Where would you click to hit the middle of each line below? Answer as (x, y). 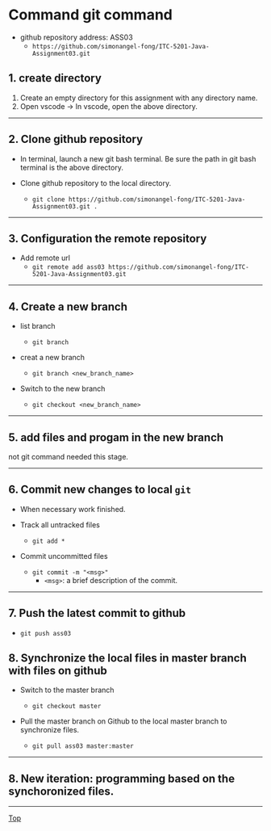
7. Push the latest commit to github (97, 613)
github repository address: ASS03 (76, 37)
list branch (38, 326)
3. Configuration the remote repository (108, 239)
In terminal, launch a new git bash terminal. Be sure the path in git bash (138, 158)
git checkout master (67, 707)
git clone (49, 199)
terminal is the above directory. (71, 167)
